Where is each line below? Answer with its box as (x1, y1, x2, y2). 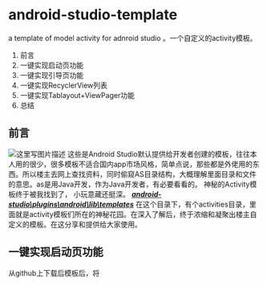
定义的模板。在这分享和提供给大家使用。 (8, 219, 142, 229)
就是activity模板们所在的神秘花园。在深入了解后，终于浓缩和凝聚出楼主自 (14, 209, 257, 219)
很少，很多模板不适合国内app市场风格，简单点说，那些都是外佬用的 (29, 159, 253, 169)
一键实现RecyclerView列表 (19, 80, 108, 90)
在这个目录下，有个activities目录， (135, 199, 250, 209)
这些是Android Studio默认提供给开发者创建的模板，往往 (67, 149, 250, 158)
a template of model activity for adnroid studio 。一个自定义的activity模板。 (8, 33, 257, 43)
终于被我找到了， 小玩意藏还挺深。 (14, 189, 130, 198)
